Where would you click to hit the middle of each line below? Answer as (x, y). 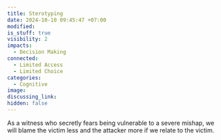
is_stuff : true (29, 33)
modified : (21, 26)
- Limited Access (38, 65)
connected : (23, 59)
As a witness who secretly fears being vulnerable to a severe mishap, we (111, 123)
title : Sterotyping (35, 13)
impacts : (20, 46)
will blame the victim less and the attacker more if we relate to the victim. (111, 130)
